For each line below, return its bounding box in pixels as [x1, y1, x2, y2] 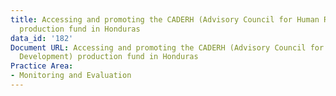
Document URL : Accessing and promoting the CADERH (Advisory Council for [10, 42, 325, 53]
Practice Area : [10, 61, 74, 71]
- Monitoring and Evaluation [10, 71, 132, 81]
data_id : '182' [10, 33, 74, 43]
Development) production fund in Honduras [19, 52, 199, 62]
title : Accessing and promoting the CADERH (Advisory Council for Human [10, 14, 320, 25]
